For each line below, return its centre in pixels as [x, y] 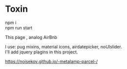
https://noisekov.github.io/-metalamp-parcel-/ [52, 61]
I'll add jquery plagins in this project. [42, 52]
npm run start [19, 27]
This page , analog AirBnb [31, 37]
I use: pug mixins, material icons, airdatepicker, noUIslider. [63, 46]
